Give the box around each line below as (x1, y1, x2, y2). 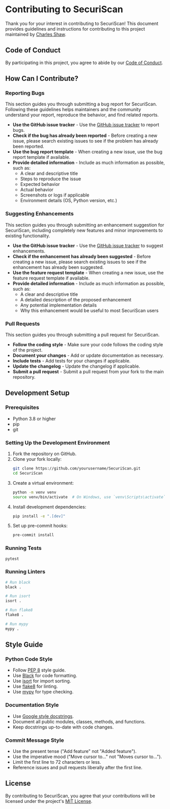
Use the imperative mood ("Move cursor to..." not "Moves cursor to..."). (12, 754, 162, 760)
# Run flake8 (5, 607, 33, 613)
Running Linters (5, 568, 46, 575)
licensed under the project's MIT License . (5, 798, 93, 804)
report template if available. (12, 154, 70, 160)
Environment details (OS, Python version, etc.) (20, 198, 118, 204)
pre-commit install (12, 533, 54, 538)
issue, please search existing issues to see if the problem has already (12, 138, 159, 144)
